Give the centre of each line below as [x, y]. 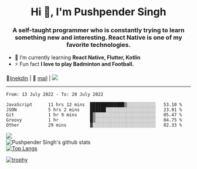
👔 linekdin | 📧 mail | [28, 78]
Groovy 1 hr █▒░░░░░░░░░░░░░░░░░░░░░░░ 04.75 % [94, 120]
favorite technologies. [98, 45]
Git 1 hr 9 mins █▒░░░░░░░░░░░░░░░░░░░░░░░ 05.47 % [94, 115]
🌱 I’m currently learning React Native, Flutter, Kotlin [77, 57]
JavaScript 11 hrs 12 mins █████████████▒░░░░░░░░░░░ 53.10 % [94, 105]
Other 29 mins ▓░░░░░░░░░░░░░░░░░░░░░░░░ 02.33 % [94, 125]
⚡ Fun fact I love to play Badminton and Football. [74, 64]
